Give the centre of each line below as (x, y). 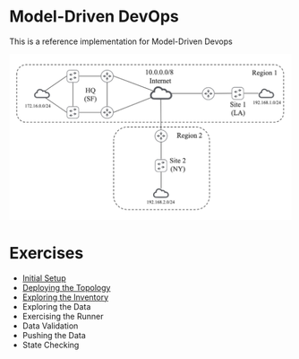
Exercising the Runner (63, 316)
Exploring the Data (56, 306)
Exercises (47, 253)
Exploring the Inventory (65, 297)
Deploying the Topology (66, 287)
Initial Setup (44, 278)
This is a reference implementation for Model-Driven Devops (121, 41)
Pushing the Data (54, 335)
